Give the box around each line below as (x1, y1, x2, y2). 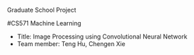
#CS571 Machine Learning (7, 19, 82, 27)
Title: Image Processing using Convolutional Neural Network (16, 32, 188, 41)
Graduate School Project (7, 6, 77, 14)
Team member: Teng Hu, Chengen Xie (16, 40, 125, 47)
